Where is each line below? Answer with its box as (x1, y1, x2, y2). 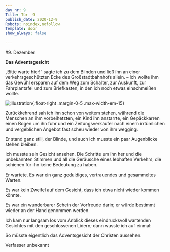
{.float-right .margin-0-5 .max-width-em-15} (32, 100, 125, 106)
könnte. (5, 192, 21, 198)
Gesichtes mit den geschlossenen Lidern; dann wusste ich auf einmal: (5, 223, 152, 228)
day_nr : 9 (5, 7, 26, 13)
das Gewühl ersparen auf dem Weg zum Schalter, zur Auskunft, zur (5, 79, 146, 86)
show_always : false (5, 31, 47, 36)
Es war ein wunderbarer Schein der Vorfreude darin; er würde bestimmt (5, 202, 156, 208)
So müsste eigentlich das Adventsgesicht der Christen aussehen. (5, 232, 142, 238)
